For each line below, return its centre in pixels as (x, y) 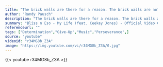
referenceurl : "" (23, 28)
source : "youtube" (24, 37)
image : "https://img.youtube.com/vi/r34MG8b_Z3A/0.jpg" (63, 46)
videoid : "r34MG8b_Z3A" (29, 41)
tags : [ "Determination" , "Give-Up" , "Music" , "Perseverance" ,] (67, 32)
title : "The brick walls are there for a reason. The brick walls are (78, 9)
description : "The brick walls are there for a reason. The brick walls (80, 18)
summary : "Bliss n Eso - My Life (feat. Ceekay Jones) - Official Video (80, 23)
